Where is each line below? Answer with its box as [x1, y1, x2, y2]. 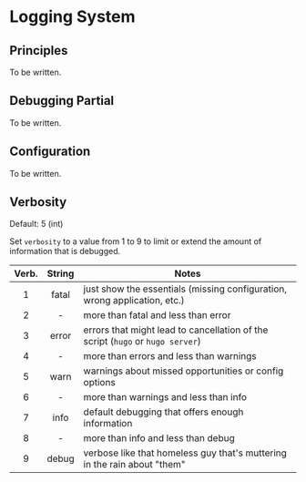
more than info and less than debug [83, 432, 235, 445]
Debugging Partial [9, 93, 115, 108]
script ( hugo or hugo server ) [83, 335, 202, 348]
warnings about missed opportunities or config [83, 364, 284, 377]
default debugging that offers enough [83, 405, 244, 418]
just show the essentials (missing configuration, [83, 282, 287, 295]
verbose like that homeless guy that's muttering [83, 446, 287, 459]
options [83, 376, 116, 389]
